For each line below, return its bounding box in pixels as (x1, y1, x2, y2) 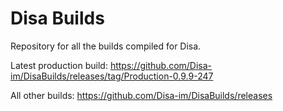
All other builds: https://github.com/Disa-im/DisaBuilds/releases (10, 89, 273, 101)
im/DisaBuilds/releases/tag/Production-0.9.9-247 (10, 70, 214, 82)
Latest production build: (10, 59, 108, 71)
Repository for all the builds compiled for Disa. (10, 40, 202, 52)
